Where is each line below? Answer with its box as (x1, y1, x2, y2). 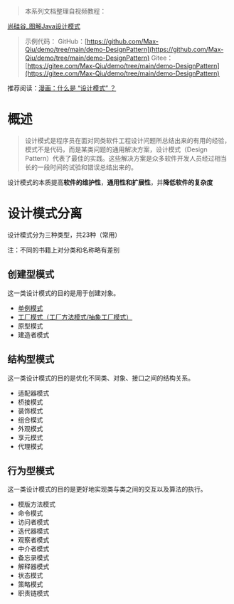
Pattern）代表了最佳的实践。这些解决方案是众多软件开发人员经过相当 (24, 154, 228, 162)
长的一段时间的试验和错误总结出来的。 (24, 163, 137, 171)
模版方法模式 (17, 500, 55, 509)
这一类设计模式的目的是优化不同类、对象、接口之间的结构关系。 (7, 373, 194, 382)
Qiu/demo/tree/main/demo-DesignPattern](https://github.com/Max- (24, 46, 224, 53)
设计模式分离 (7, 206, 83, 222)
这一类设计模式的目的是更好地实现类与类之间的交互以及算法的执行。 (7, 485, 207, 494)
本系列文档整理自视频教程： (24, 7, 107, 15)
